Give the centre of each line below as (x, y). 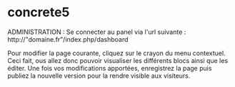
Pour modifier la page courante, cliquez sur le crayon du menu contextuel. (117, 53)
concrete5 (39, 12)
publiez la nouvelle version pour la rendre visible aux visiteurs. (99, 76)
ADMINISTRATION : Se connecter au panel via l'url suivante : (97, 32)
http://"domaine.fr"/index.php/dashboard (68, 39)
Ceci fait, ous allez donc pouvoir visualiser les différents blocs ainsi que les (118, 60)
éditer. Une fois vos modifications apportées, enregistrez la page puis (110, 68)
